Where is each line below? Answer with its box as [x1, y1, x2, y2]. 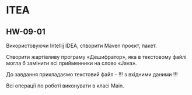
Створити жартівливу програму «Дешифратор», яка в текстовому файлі [6, 54, 187, 60]
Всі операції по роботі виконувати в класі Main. [6, 82, 124, 89]
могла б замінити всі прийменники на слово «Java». [6, 59, 137, 66]
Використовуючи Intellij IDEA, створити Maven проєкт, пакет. [6, 42, 158, 49]
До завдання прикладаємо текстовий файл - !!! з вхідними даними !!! [6, 71, 178, 78]
